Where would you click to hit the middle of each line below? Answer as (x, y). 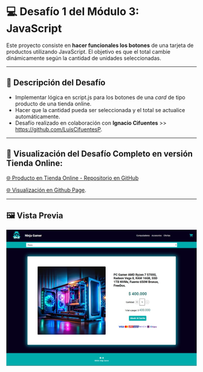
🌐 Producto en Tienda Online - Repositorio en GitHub (72, 178)
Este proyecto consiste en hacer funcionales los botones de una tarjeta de (100, 45)
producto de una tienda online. (53, 104)
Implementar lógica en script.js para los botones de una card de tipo (100, 97)
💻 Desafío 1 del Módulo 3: (73, 12)
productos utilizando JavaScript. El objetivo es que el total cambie (89, 51)
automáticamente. (37, 116)
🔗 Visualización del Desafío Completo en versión (100, 154)
